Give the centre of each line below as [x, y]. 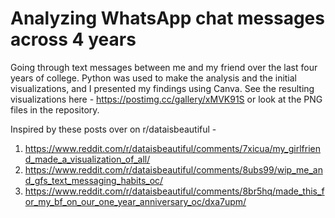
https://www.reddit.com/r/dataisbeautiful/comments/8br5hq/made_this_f [174, 191]
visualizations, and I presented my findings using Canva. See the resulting [162, 88]
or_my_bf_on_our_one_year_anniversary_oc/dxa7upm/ [135, 201]
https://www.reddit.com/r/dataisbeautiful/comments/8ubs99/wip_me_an [173, 169]
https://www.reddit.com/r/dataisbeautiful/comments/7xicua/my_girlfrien [173, 148]
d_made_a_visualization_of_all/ [87, 159]
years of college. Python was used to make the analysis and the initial [154, 78]
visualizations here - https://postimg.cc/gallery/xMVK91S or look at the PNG [166, 99]
